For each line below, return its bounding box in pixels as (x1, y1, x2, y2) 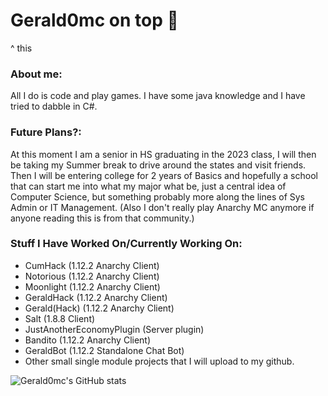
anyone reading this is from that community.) (10, 212, 195, 224)
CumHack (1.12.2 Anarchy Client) (24, 259, 160, 271)
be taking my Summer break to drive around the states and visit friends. (10, 159, 307, 171)
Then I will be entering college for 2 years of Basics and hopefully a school (10, 169, 318, 181)
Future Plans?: (10, 125, 82, 139)
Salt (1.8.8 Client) (24, 312, 96, 324)
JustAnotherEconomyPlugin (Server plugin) (24, 323, 205, 335)
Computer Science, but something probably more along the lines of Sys (10, 190, 306, 203)
